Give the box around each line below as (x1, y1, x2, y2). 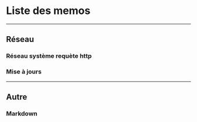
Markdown (6, 109, 38, 117)
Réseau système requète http (6, 52, 92, 60)
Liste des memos (6, 4, 91, 18)
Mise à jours (6, 68, 42, 76)
